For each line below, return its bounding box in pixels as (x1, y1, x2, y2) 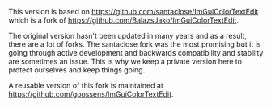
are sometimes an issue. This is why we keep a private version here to (8, 56, 243, 66)
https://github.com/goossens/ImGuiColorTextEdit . (8, 89, 174, 99)
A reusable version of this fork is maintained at (8, 80, 163, 90)
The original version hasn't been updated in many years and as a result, (8, 31, 248, 40)
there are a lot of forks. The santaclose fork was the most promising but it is (8, 39, 261, 49)
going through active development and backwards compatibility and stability (8, 48, 264, 57)
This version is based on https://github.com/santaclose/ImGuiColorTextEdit (8, 7, 259, 16)
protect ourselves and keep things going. (8, 65, 146, 75)
